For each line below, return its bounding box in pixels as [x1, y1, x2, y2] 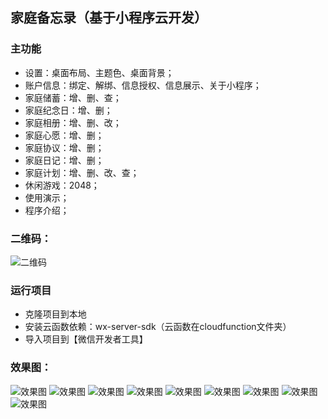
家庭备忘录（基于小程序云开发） [10, 9, 208, 27]
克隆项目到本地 [24, 308, 87, 320]
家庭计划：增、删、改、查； [24, 166, 140, 178]
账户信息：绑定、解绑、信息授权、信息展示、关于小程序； [24, 79, 262, 91]
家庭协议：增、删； [24, 141, 105, 153]
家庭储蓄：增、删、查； [24, 91, 122, 103]
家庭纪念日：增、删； [24, 104, 113, 116]
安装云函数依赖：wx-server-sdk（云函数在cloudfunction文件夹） [24, 321, 292, 333]
